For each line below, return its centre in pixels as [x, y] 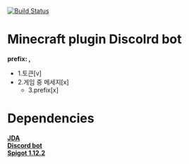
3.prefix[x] [43, 90]
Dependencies [51, 119]
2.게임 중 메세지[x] [43, 82]
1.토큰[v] [30, 73]
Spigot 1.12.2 [26, 153]
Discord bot [25, 145]
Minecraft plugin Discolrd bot [94, 39]
